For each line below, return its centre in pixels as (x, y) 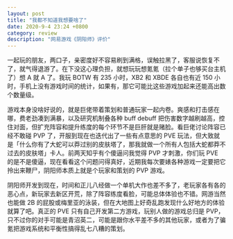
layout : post (26, 14)
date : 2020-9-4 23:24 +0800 (48, 26)
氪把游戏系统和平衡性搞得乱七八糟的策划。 (68, 229)
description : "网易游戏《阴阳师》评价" (59, 40)
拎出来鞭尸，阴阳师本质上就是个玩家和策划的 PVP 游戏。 (88, 170)
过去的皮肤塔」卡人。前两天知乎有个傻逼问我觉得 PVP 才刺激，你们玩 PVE (113, 153)
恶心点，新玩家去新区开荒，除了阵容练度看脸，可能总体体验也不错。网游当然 (116, 194)
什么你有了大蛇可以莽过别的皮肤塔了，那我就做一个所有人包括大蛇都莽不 (122, 145)
